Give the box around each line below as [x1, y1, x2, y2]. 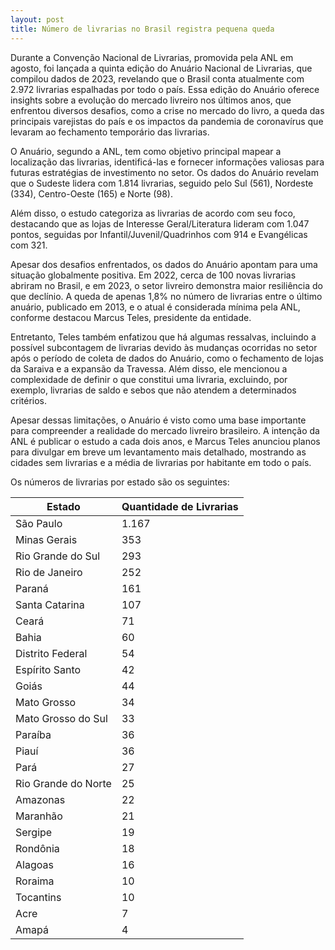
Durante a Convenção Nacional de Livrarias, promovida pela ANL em [10, 51, 294, 63]
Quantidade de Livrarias [121, 499, 239, 513]
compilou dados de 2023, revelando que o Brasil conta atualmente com [10, 72, 305, 85]
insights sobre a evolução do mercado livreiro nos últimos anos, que [10, 94, 292, 106]
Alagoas [15, 857, 54, 871]
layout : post [10, 14, 65, 25]
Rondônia [15, 841, 60, 855]
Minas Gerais [15, 532, 78, 546]
